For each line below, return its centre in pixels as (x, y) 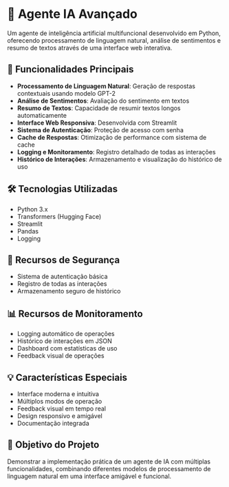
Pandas (28, 231)
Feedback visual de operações (61, 356)
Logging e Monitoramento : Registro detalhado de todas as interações (116, 152)
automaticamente (42, 115)
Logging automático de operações (66, 334)
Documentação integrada (53, 423)
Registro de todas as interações (62, 284)
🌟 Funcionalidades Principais (70, 69)
